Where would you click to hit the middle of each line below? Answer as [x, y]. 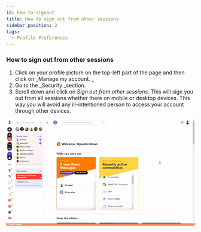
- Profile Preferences [40, 38]
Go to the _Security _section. [50, 85]
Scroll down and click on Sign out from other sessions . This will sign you [104, 92]
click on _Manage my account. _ [54, 79]
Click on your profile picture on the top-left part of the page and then [100, 73]
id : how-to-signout [31, 13]
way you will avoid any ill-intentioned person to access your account [99, 104]
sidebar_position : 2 [32, 25]
